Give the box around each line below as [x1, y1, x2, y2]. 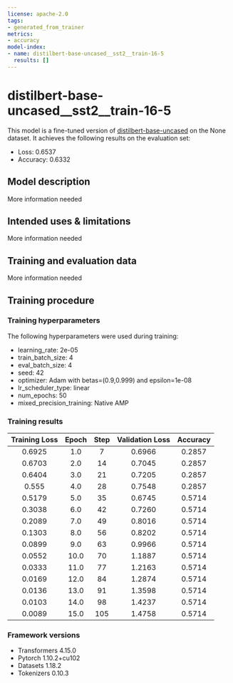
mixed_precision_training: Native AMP [17, 398, 130, 407]
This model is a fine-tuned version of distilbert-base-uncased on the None [7, 126, 227, 135]
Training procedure [7, 294, 95, 306]
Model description [7, 176, 90, 188]
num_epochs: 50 [17, 391, 67, 400]
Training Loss [11, 435, 58, 445]
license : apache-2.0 [7, 10, 69, 18]
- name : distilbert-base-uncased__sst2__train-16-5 [7, 51, 164, 58]
